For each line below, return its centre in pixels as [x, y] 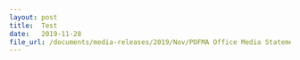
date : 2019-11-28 [46, 34]
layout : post [33, 17]
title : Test [33, 26]
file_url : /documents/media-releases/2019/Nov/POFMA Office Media [135, 42]
